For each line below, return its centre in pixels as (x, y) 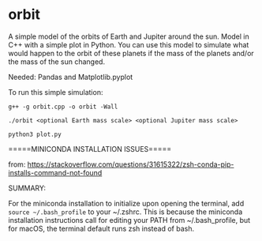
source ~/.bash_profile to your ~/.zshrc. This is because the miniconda (125, 212)
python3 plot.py (35, 134)
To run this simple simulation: (56, 92)
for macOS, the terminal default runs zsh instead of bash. (101, 228)
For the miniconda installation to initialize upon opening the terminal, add (126, 203)
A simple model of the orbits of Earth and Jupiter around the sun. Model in (129, 36)
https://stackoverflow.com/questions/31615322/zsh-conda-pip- (131, 164)
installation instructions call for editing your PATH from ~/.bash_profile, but (129, 220)
